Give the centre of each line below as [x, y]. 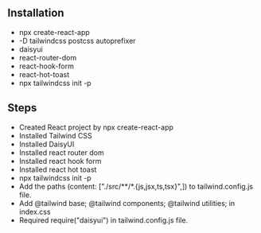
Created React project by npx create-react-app [96, 127]
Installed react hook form [60, 161]
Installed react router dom [61, 152]
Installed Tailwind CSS [55, 135]
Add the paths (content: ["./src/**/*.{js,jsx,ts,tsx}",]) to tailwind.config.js [136, 186]
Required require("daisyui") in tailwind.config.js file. [103, 220]
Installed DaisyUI [47, 144]
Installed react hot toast [58, 169]
